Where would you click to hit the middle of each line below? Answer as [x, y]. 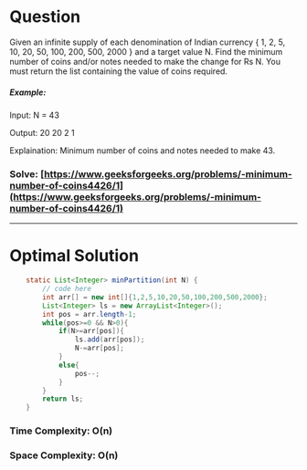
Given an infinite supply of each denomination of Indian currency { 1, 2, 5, [148, 42]
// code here [67, 289]
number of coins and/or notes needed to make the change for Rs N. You [145, 61]
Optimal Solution [74, 256]
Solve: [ [27, 173]
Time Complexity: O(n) [61, 431]
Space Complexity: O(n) [64, 455]
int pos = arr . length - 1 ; [90, 314]
